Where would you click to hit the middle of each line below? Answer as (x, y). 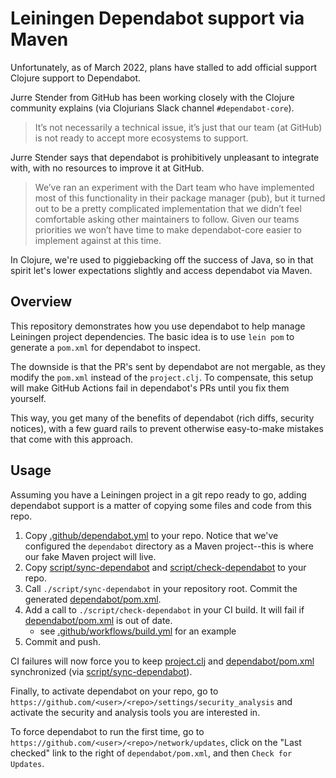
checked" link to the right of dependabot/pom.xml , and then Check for (151, 753)
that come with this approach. (71, 439)
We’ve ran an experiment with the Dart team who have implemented (174, 187)
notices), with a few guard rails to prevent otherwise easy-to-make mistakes (167, 428)
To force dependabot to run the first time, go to (107, 731)
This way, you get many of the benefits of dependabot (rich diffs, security (162, 418)
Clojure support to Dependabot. (76, 78)
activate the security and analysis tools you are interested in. (135, 712)
